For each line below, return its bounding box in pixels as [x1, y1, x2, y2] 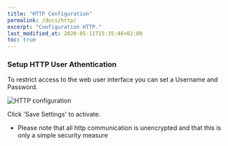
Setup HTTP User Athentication [7, 60, 117, 69]
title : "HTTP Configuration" [7, 10, 93, 18]
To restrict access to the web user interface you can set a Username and [7, 75, 218, 84]
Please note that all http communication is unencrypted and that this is [17, 124, 222, 132]
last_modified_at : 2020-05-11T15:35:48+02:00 [7, 29, 142, 37]
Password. [7, 83, 38, 91]
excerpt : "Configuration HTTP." [7, 23, 102, 30]
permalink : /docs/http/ [7, 17, 77, 24]
